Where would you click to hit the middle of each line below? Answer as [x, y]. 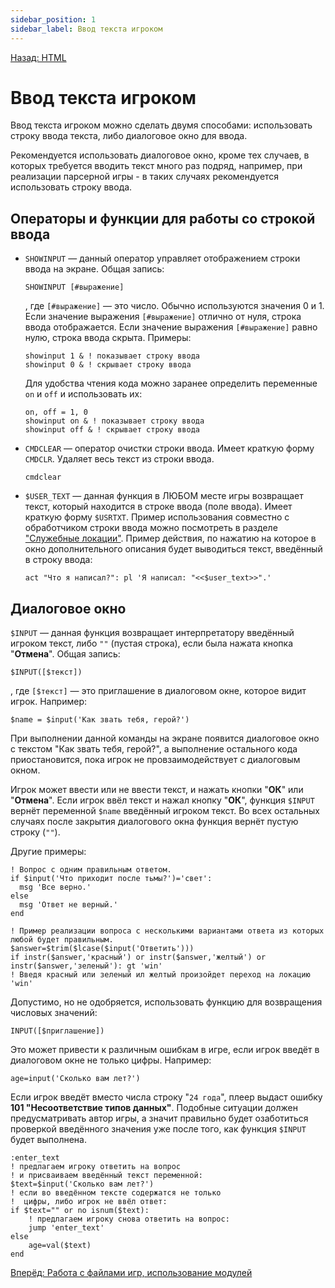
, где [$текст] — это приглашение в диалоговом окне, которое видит [158, 691]
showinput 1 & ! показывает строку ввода [112, 356]
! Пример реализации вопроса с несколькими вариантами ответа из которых [167, 931]
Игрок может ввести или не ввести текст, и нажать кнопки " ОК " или [157, 790]
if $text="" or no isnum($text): [80, 1211]
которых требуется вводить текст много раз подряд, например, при [156, 166]
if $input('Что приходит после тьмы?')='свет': [111, 879]
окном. [25, 770]
